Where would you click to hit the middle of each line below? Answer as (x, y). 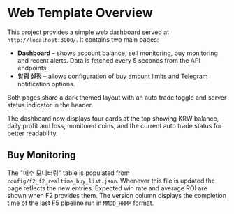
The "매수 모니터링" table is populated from (68, 173)
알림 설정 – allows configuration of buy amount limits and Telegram (112, 76)
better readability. (32, 133)
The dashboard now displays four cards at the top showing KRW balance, (113, 118)
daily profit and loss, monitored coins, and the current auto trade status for (115, 125)
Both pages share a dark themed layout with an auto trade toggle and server (117, 97)
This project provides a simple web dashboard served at (88, 32)
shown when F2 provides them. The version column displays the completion (117, 195)
